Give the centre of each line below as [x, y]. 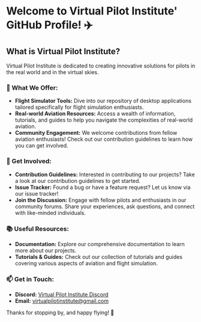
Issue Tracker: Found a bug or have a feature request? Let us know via [103, 187]
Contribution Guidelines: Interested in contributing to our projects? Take [105, 174]
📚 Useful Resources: [37, 229]
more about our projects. [46, 250]
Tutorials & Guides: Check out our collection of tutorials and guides [99, 256]
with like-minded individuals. [50, 212]
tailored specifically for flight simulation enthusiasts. [79, 107]
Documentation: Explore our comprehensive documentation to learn [100, 244]
